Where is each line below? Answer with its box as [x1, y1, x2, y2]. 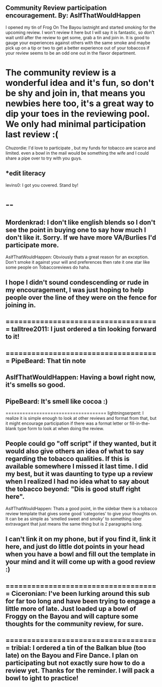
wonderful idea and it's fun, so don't [5, 78, 154, 88]
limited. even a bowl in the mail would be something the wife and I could [5, 150, 149, 156]
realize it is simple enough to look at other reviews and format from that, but [5, 415, 157, 421]
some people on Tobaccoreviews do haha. [5, 264, 90, 270]
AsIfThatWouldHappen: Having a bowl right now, [5, 373, 156, 382]
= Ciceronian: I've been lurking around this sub [5, 589, 150, 598]
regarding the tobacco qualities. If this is [5, 455, 130, 463]
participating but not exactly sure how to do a [5, 659, 146, 667]
